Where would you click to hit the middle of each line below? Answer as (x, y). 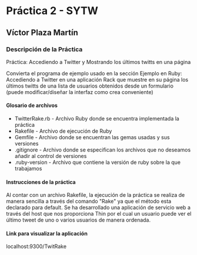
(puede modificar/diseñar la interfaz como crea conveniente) (80, 92)
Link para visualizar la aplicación (47, 233)
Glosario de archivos (32, 105)
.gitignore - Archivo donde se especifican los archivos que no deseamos (103, 150)
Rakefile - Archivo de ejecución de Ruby (63, 131)
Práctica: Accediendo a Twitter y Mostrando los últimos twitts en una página (98, 62)
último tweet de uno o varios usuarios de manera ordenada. (79, 220)
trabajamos (28, 169)
